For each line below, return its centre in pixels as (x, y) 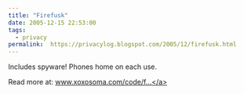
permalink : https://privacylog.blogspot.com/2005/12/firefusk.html (122, 45)
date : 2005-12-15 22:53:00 (52, 23)
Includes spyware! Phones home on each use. (83, 67)
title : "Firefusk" (38, 15)
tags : (17, 30)
